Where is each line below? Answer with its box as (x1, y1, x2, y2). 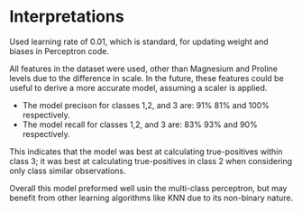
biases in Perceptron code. (9, 45, 110, 56)
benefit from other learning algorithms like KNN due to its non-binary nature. (9, 192, 294, 203)
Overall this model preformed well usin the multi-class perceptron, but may (9, 182, 288, 193)
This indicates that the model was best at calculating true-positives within (9, 146, 283, 157)
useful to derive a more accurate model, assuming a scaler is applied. (9, 82, 268, 93)
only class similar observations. (9, 165, 126, 176)
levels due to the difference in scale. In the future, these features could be (9, 72, 284, 83)
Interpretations (9, 6, 124, 27)
